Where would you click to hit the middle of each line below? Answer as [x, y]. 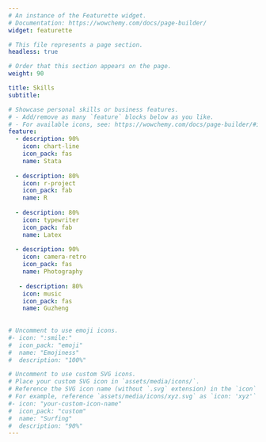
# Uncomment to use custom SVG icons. [72, 374]
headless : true [33, 52]
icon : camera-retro [55, 257]
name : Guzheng [46, 309]
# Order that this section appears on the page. [90, 67]
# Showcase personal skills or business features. [93, 109]
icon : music [42, 294]
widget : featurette [40, 30]
